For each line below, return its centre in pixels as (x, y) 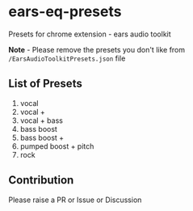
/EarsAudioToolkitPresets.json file (67, 58)
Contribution (41, 180)
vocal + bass (41, 120)
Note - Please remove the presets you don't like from (97, 49)
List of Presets (45, 84)
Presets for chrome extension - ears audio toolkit (90, 34)
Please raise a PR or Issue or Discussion (75, 200)
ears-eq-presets (65, 12)
